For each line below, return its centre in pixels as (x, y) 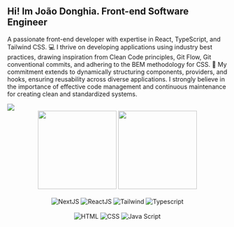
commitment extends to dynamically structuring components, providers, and (117, 72)
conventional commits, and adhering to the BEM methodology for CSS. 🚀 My (117, 64)
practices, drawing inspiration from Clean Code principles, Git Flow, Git (109, 57)
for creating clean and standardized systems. (72, 94)
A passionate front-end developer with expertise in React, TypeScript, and (114, 39)
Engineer (27, 23)
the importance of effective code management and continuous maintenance (117, 86)
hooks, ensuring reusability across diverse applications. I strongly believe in (116, 79)
